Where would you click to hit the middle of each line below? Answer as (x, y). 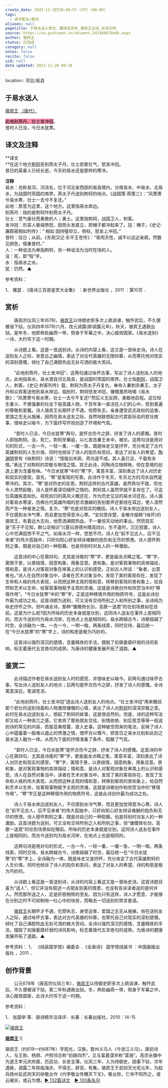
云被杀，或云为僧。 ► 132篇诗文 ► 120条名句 (53, 1080)
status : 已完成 (20, 43)
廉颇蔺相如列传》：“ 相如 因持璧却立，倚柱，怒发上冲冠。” (63, 231)
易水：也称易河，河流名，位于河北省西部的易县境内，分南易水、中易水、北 (82, 187)
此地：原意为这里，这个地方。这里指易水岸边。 (53, 206)
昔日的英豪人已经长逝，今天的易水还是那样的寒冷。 (58, 170)
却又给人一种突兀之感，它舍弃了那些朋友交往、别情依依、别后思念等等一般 (82, 720)
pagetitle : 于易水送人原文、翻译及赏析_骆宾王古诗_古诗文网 (61, 29)
